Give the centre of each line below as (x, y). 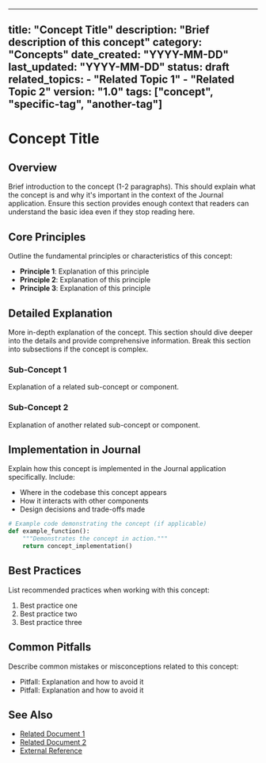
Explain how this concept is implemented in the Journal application (117, 469)
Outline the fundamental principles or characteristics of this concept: (120, 256)
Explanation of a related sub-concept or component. (94, 387)
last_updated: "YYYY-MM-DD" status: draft (119, 67)
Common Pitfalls (50, 647)
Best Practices (45, 571)
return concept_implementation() (78, 546)
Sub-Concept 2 (38, 408)
